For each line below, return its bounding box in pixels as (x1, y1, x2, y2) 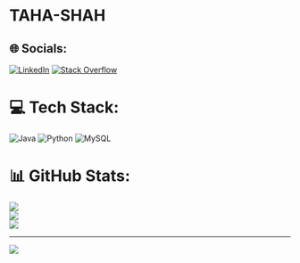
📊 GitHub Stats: (9, 166, 131, 186)
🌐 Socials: (9, 41, 68, 56)
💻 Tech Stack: (9, 97, 120, 118)
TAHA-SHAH (9, 5, 106, 26)
